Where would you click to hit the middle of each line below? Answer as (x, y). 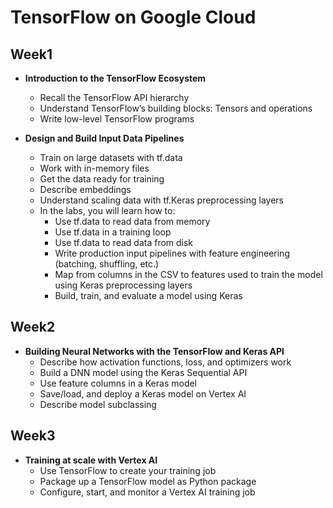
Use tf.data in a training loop (113, 232)
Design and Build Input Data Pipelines (104, 138)
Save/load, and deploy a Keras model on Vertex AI (143, 393)
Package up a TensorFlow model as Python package (148, 481)
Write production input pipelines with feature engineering (172, 253)
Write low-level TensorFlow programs (117, 119)
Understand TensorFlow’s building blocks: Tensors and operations (176, 108)
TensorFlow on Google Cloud (133, 17)
